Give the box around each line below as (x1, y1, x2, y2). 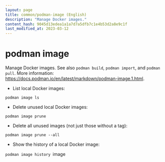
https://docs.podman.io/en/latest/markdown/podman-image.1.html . (5, 75, 145, 82)
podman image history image (5, 151, 66, 157)
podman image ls (5, 95, 39, 100)
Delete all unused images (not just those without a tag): (12, 123, 128, 129)
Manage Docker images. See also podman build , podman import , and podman (5, 65, 160, 71)
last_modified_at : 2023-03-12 (5, 26, 69, 31)
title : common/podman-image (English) (5, 12, 87, 17)
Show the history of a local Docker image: (12, 141, 100, 147)
